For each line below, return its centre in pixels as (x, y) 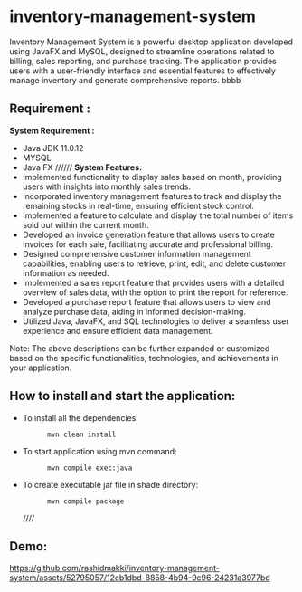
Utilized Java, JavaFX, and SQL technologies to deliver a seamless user (156, 321)
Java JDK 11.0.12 (53, 148)
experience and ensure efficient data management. (118, 330)
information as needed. (66, 272)
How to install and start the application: (123, 396)
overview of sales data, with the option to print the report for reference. (155, 292)
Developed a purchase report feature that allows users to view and (146, 301)
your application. (41, 368)
